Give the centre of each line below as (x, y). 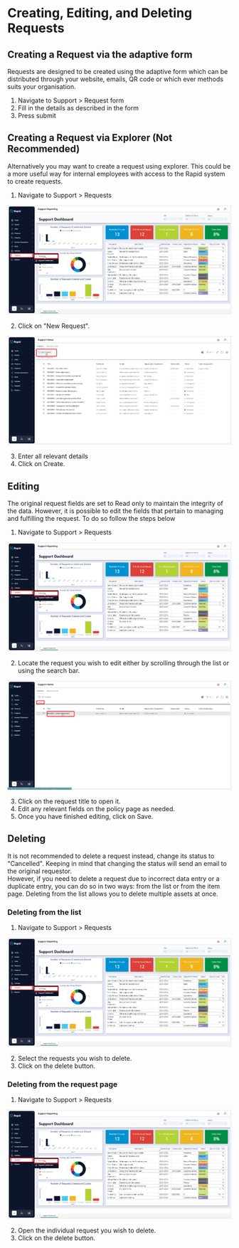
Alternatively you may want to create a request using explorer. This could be (119, 166)
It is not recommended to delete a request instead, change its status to (111, 856)
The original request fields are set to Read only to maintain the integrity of (115, 504)
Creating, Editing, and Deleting (100, 13)
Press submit (37, 116)
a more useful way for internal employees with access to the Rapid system (116, 174)
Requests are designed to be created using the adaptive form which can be (118, 72)
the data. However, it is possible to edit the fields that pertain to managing (116, 511)
